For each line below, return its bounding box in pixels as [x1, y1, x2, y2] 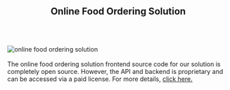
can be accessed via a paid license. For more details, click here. [7, 75, 193, 83]
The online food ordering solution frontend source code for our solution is [7, 59, 221, 68]
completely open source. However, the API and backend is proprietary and [7, 67, 224, 75]
